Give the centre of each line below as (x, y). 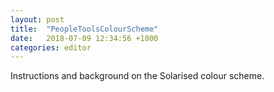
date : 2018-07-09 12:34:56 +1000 (84, 38)
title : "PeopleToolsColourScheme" (84, 29)
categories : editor (51, 47)
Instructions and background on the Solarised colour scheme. (137, 76)
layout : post (37, 19)
